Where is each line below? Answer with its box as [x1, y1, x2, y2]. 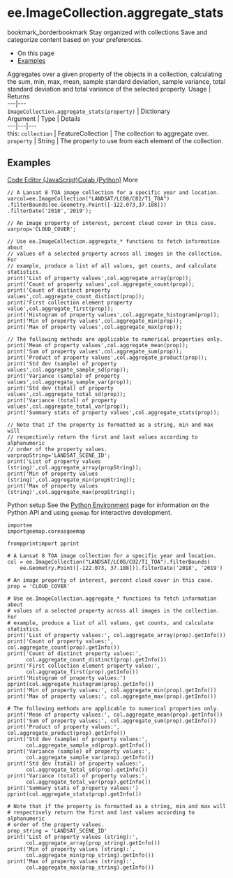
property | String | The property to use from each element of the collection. [7, 136, 223, 145]
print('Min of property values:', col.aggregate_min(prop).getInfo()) [7, 687, 217, 694]
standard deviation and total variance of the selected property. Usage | [7, 85, 211, 93]
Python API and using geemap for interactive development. [7, 508, 172, 516]
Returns [7, 92, 30, 101]
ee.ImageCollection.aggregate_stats [7, 5, 224, 21]
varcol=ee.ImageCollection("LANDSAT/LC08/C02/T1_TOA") [7, 195, 170, 202]
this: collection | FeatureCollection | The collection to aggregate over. [7, 129, 209, 138]
